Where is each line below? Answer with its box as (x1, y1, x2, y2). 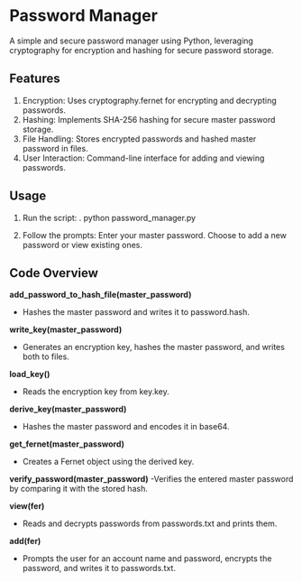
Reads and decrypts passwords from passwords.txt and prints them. (22, 518, 278, 529)
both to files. (22, 351, 69, 362)
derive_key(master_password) (9, 403, 127, 415)
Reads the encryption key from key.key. (22, 386, 169, 397)
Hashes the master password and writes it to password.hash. (22, 307, 250, 318)
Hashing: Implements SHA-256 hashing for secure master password (22, 114, 276, 125)
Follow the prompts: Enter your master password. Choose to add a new (22, 229, 287, 240)
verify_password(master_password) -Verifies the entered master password (9, 474, 294, 485)
